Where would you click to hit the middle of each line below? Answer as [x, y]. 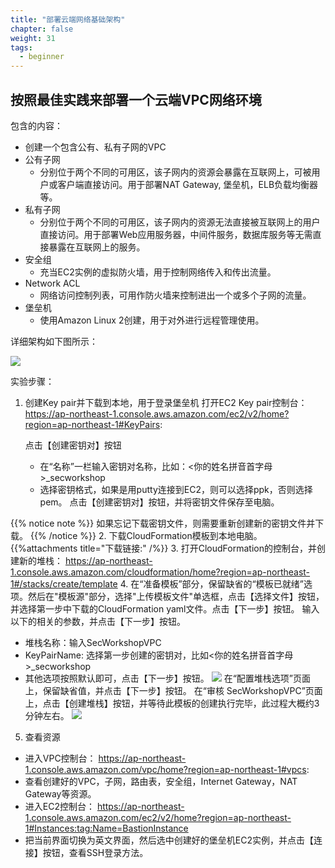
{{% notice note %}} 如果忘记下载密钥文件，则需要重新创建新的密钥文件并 [163, 523]
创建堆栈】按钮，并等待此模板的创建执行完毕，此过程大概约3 [194, 703]
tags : [21, 47]
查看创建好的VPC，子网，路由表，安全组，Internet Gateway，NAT [161, 781]
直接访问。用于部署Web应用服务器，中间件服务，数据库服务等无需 [176, 234]
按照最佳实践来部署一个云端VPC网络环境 [136, 99]
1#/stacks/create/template [64, 583]
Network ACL [52, 283]
